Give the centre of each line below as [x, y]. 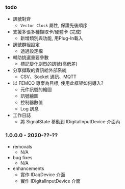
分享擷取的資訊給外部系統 [40, 70]
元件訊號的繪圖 [36, 90]
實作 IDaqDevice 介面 [43, 174]
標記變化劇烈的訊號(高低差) [49, 64]
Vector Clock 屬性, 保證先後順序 [54, 25]
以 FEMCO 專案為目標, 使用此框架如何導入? [58, 83]
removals [22, 146]
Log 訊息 [30, 109]
